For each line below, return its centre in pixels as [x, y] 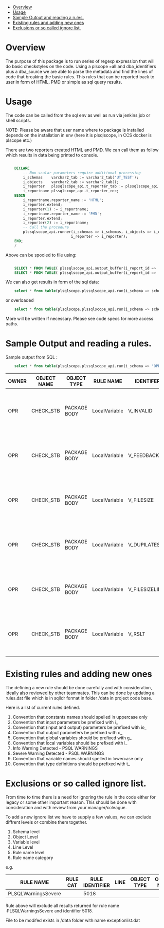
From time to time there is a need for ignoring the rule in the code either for [81, 797]
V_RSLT [137, 634]
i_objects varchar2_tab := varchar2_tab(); [71, 182]
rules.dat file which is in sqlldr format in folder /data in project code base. [79, 698]
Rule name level [28, 852]
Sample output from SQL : [32, 357]
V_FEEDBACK [144, 455]
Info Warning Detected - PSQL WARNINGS [55, 748]
